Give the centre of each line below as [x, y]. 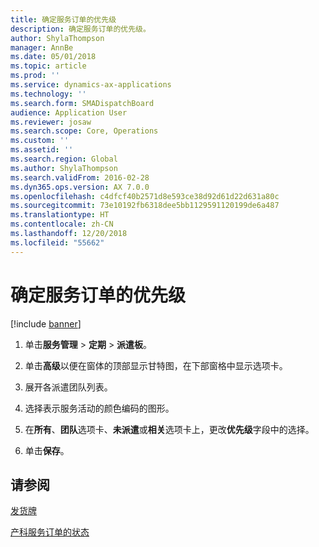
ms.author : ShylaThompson [64, 168]
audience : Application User [69, 112]
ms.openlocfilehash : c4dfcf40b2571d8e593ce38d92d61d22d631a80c [145, 196]
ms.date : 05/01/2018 [53, 57]
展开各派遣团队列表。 [68, 387]
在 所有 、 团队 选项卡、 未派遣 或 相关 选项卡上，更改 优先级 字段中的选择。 [169, 429]
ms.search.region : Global [64, 159]
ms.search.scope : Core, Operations [84, 131]
